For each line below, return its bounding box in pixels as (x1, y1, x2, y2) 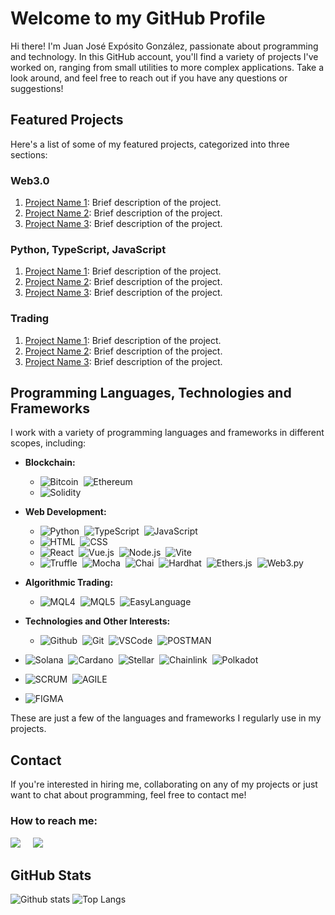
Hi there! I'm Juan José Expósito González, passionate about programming (10, 40, 319, 52)
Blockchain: (24, 457, 76, 469)
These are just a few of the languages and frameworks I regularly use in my (10, 712, 322, 724)
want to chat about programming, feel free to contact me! (10, 789, 247, 801)
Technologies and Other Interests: (24, 615, 171, 627)
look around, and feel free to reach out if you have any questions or (10, 72, 288, 84)
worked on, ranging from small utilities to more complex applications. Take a (10, 61, 325, 73)
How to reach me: (10, 814, 98, 828)
